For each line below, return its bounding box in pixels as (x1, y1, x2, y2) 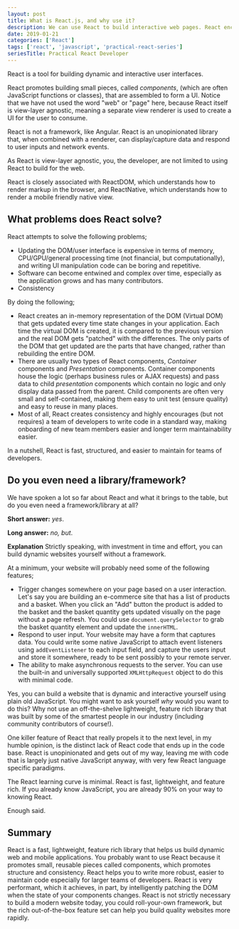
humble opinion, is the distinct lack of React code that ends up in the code (7, 740, 225, 749)
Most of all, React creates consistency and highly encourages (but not (17, 410, 224, 418)
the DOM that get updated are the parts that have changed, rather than (17, 341, 225, 350)
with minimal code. (17, 675, 73, 684)
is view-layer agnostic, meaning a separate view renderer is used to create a (7, 106, 232, 115)
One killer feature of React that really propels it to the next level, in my (7, 733, 212, 742)
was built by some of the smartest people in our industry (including (7, 712, 204, 721)
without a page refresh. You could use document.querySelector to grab (17, 615, 224, 623)
